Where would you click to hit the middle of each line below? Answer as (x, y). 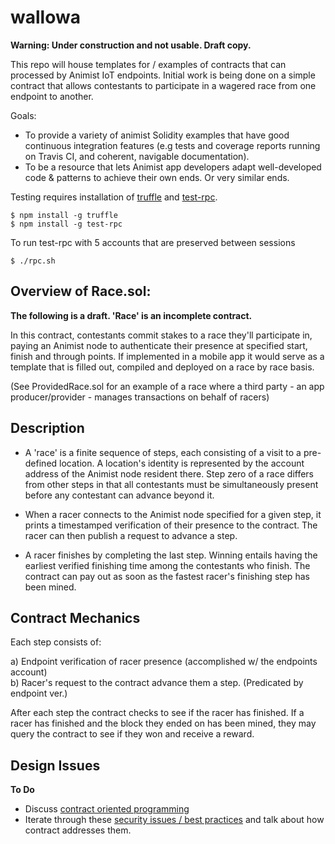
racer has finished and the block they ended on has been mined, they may (163, 723)
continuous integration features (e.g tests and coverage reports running (172, 145)
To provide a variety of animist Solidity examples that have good (157, 135)
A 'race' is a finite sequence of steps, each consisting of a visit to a (163, 452)
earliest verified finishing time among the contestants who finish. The (167, 565)
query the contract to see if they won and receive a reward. (132, 734)
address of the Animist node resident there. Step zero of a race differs (169, 473)
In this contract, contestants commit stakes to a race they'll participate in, (161, 335)
